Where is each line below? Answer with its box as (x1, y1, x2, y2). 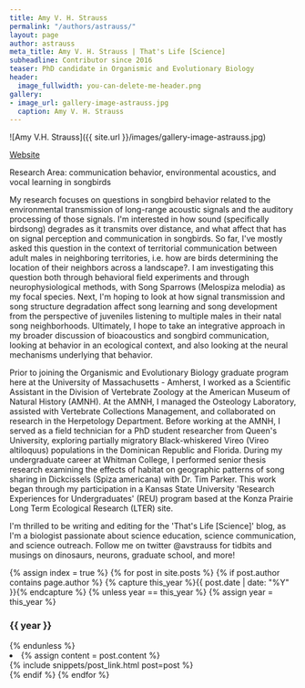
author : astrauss (9, 38, 76, 48)
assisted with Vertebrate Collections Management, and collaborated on (9, 406, 276, 417)
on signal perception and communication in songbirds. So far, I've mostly (9, 234, 283, 245)
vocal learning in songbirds (9, 177, 112, 188)
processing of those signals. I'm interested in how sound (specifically (9, 214, 269, 224)
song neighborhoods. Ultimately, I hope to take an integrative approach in (9, 320, 285, 331)
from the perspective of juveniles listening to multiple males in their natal (9, 311, 282, 322)
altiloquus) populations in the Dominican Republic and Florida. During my (9, 444, 283, 456)
